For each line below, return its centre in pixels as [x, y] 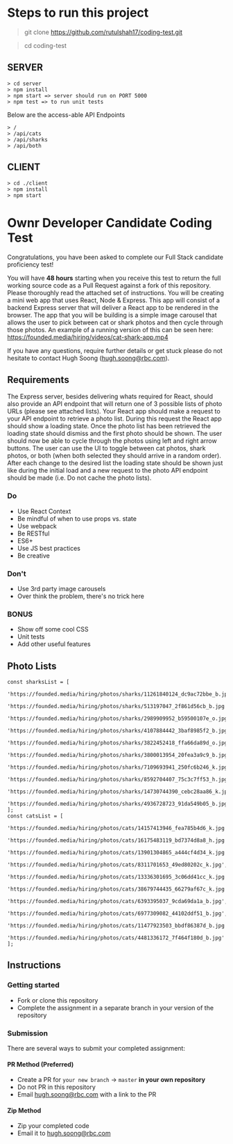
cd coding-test [45, 45]
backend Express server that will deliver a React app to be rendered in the [113, 307]
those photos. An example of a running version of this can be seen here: [110, 329]
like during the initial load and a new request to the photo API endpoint [107, 471]
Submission [28, 1033]
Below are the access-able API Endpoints [66, 115]
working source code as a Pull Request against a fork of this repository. [109, 285]
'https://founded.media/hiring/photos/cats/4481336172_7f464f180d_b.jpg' [116, 938]
